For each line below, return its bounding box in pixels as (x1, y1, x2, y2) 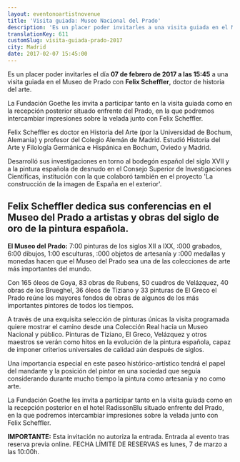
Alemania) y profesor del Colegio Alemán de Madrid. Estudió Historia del (7, 135, 221, 144)
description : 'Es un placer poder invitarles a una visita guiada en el (7, 24, 229, 31)
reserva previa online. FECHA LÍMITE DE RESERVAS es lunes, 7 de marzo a (7, 440, 228, 448)
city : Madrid (7, 44, 46, 51)
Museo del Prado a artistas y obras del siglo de (7, 211, 219, 224)
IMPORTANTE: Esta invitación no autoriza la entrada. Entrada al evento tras (7, 432, 230, 441)
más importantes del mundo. (7, 264, 92, 273)
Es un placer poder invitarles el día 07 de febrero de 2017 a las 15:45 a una (7, 69, 229, 79)
